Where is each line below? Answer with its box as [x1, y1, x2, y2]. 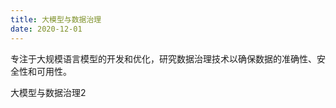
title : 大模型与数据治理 [10, 14, 102, 25]
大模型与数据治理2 [10, 86, 87, 98]
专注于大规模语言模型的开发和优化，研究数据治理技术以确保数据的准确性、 [10, 52, 317, 65]
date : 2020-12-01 [10, 24, 83, 34]
